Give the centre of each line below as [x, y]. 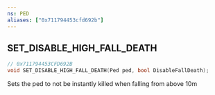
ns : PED [18, 14]
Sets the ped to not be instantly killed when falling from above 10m [102, 84]
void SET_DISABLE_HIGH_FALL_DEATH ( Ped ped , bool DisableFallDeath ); [108, 71]
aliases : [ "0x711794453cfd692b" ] [55, 20]
